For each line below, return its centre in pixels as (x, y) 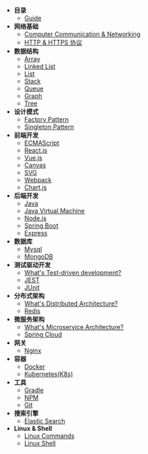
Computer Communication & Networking (82, 34)
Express (36, 233)
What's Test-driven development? (73, 273)
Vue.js (33, 158)
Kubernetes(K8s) (49, 374)
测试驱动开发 (32, 265)
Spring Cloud (43, 334)
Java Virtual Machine (55, 211)
